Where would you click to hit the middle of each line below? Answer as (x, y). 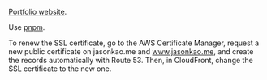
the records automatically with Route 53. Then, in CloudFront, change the (131, 60)
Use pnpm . (27, 27)
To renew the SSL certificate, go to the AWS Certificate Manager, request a (134, 43)
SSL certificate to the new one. (60, 69)
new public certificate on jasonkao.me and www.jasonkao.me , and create (131, 51)
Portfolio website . (38, 12)
